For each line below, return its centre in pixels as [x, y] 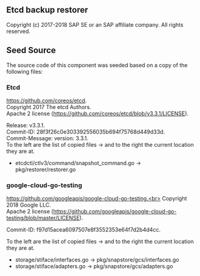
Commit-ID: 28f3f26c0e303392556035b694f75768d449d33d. [86, 132]
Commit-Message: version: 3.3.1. [47, 138]
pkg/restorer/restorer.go [45, 169]
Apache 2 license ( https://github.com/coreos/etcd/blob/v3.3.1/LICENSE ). [98, 113]
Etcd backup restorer [47, 10]
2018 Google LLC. [29, 205]
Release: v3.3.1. [26, 125]
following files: [25, 71]
